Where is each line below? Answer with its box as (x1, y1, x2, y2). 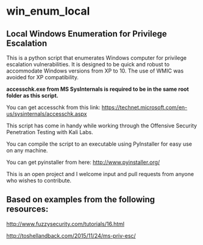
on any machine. (6, 147, 48, 154)
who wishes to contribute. (6, 177, 72, 184)
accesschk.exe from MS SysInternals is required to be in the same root (6, 85, 189, 93)
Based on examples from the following (6, 194, 155, 205)
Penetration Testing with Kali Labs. (6, 129, 93, 135)
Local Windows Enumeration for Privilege (6, 29, 167, 39)
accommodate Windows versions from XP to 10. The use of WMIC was (6, 67, 184, 74)
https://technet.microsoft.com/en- (101, 104, 188, 111)
